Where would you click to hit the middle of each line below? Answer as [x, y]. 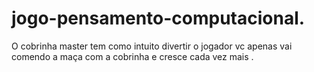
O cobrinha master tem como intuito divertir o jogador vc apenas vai [152, 46]
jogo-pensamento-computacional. [158, 18]
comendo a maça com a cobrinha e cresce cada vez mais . [132, 56]
